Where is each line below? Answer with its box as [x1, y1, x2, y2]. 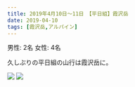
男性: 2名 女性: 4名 [7, 43, 61, 52]
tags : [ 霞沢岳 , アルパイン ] [7, 23, 78, 30]
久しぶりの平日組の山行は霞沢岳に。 [7, 58, 112, 67]
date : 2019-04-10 [7, 17, 58, 24]
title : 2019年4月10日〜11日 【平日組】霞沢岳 [7, 10, 129, 18]
